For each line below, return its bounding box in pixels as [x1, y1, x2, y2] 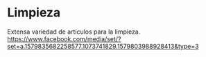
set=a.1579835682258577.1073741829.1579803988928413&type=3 [7, 42, 199, 50]
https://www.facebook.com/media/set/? [7, 34, 121, 43]
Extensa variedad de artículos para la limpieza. [7, 27, 141, 36]
